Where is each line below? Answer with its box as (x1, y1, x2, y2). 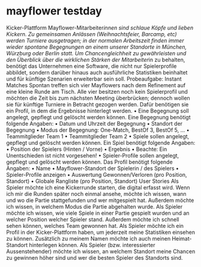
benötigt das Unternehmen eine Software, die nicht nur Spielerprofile (6, 62, 177, 70)
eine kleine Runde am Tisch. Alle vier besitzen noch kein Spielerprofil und (6, 88, 188, 95)
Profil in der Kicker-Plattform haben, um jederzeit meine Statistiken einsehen (6, 229, 195, 236)
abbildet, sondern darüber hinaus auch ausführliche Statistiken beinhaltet (6, 69, 188, 76)
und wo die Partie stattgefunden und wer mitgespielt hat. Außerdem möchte (6, 197, 194, 204)
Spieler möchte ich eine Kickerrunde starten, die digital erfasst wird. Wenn (6, 183, 190, 191)
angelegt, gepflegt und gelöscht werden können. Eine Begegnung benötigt (6, 113, 191, 121)
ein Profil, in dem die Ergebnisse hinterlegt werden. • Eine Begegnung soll (6, 107, 189, 114)
